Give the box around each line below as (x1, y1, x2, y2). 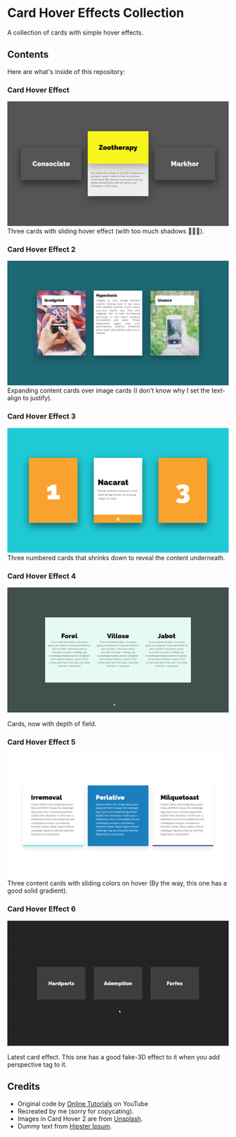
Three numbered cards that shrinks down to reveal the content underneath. (7, 553, 226, 561)
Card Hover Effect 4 (7, 571, 77, 580)
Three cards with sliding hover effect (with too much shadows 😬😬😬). (7, 227, 205, 235)
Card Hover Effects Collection (7, 5, 185, 21)
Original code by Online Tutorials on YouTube (17, 1099, 149, 1107)
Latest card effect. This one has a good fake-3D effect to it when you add (7, 1052, 220, 1061)
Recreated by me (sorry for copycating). (17, 1107, 134, 1115)
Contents (7, 49, 49, 61)
